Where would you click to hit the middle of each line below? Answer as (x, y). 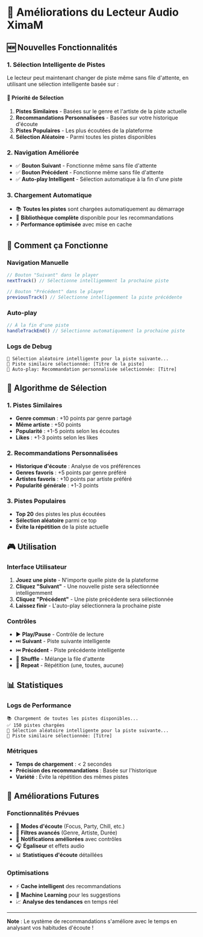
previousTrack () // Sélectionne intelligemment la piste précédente (95, 297)
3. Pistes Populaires (36, 501)
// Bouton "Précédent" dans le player (55, 292)
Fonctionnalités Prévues (43, 813)
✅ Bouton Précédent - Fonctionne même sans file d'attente (90, 173)
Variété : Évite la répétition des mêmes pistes (72, 777)
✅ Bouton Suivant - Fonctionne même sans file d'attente (86, 166)
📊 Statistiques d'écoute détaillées (59, 855)
